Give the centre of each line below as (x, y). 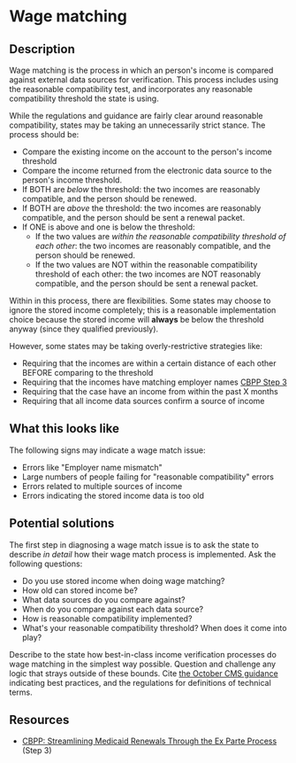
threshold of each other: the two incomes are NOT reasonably (148, 274)
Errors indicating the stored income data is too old (113, 495)
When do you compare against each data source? (113, 609)
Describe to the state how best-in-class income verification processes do (143, 654)
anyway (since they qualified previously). (84, 329)
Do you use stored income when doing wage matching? (123, 580)
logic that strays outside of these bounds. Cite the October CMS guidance (144, 673)
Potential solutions (62, 523)
